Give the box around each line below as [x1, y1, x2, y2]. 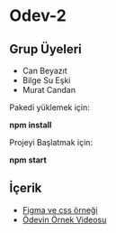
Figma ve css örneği [22, 204, 98, 215]
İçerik [9, 181, 42, 196]
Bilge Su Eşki [22, 75, 71, 86]
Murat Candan [22, 85, 76, 95]
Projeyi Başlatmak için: [9, 137, 93, 147]
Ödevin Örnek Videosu [22, 214, 107, 225]
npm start [9, 154, 47, 165]
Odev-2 [9, 5, 67, 26]
